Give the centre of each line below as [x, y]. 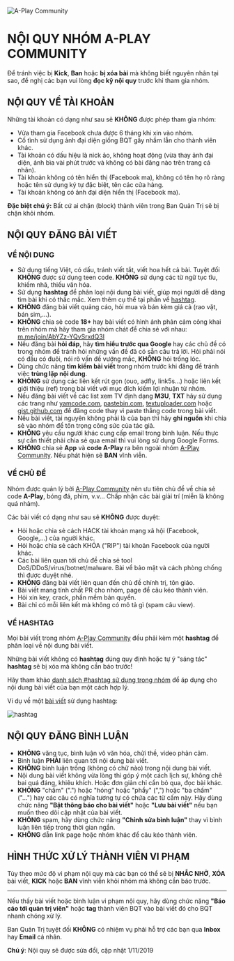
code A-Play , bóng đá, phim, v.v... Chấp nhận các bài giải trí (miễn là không [116, 496]
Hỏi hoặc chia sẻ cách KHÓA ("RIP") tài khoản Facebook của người [114, 545]
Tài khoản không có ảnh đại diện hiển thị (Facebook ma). [99, 192]
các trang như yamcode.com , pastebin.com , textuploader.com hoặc [115, 403]
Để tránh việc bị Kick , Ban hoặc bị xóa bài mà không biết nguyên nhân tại [113, 73]
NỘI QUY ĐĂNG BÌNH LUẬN [68, 736]
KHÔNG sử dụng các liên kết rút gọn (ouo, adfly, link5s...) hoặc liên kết [119, 381]
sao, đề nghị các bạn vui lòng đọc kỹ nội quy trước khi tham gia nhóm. [109, 80]
